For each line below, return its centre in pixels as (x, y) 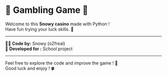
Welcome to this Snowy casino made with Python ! (58, 24)
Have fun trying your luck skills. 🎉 (40, 29)
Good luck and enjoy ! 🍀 (30, 68)
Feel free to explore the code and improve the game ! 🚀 (62, 63)
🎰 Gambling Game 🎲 (47, 10)
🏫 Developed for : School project (39, 49)
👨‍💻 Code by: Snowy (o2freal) (35, 43)
